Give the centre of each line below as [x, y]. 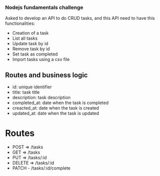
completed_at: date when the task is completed [60, 103]
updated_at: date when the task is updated [56, 114]
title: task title [26, 92]
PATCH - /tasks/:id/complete [41, 168]
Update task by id [30, 44]
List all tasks [25, 38]
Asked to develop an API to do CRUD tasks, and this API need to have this [80, 18]
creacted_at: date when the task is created [56, 108]
